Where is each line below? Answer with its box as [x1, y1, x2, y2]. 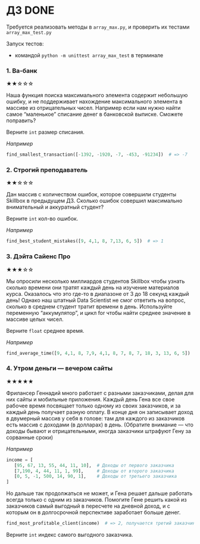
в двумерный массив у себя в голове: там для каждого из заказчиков [6, 415, 185, 422]
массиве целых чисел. [6, 316, 64, 323]
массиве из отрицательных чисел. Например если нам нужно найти [6, 104, 181, 112]
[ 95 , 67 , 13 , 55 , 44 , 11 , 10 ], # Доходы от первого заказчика [14, 462, 174, 468]
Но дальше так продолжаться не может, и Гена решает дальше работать [6, 490, 193, 497]
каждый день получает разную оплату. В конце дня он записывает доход [6, 408, 193, 415]
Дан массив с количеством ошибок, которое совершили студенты [6, 191, 177, 198]
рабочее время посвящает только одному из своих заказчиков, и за [6, 402, 181, 409]
